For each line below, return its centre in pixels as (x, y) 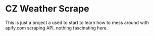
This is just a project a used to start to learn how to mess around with (77, 22)
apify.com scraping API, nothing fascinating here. (57, 27)
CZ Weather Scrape (47, 9)
